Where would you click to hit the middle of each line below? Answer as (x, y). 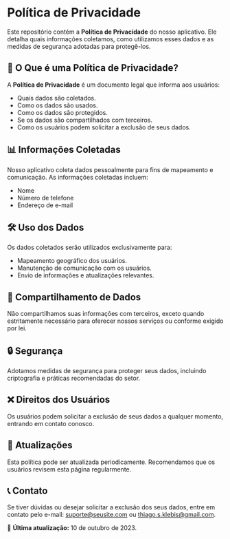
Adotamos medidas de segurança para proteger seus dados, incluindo (107, 371)
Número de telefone (45, 198)
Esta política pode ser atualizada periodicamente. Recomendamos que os (111, 462)
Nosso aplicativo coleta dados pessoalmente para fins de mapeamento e (110, 169)
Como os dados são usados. (57, 105)
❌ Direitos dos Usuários (59, 400)
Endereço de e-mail (45, 205)
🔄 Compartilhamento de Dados (74, 297)
